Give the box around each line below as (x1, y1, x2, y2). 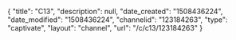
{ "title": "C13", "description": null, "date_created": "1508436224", (7, 7, 223, 16)
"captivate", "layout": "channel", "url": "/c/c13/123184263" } (7, 24, 203, 32)
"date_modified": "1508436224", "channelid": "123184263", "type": (7, 15, 228, 24)
